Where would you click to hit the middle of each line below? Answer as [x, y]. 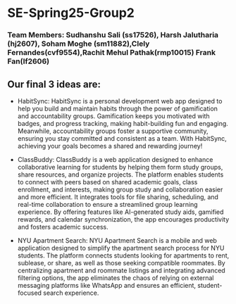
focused [30, 293]
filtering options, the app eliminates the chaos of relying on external [116, 278]
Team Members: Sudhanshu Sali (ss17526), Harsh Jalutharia [113, 35]
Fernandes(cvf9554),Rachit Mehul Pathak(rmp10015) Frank [112, 53]
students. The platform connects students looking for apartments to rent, [123, 255]
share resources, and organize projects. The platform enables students [120, 175]
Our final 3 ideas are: [54, 84]
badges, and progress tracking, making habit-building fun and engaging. [123, 123]
